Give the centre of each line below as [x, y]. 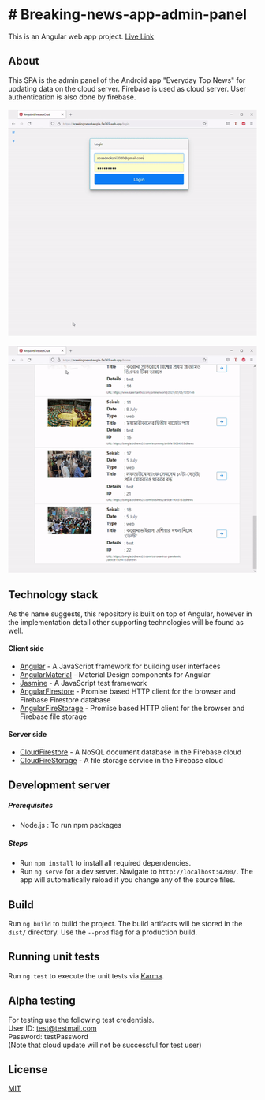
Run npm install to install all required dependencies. [105, 863]
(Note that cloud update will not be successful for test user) [105, 1045]
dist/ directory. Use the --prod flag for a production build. [103, 932]
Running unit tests [54, 957]
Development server [60, 786]
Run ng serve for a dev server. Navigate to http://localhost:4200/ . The [136, 872]
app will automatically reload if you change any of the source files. [127, 880]
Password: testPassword [49, 1036]
